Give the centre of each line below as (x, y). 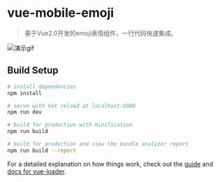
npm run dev (24, 112)
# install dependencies (42, 86)
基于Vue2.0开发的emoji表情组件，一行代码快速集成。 (101, 33)
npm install (24, 93)
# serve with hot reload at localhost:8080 (72, 106)
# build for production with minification (70, 125)
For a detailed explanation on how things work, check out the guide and (110, 164)
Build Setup (33, 70)
